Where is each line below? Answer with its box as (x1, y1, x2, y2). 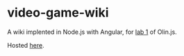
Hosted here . (7, 41, 44, 49)
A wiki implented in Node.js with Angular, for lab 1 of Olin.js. (7, 28, 177, 36)
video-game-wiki (7, 5, 109, 21)
